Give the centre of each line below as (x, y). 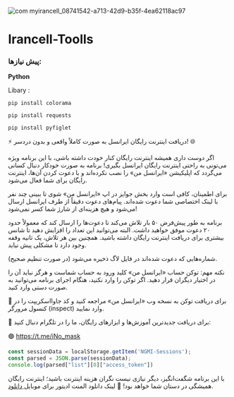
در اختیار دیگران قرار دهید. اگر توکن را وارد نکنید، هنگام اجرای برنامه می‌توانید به (112, 280)
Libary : (19, 90)
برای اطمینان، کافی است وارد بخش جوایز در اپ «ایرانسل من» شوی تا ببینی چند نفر (118, 194)
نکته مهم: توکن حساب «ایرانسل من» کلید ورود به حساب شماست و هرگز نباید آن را (116, 272)
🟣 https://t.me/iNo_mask (44, 336)
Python (19, 77)
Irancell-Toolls (51, 39)
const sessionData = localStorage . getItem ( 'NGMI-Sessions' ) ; (100, 352)
